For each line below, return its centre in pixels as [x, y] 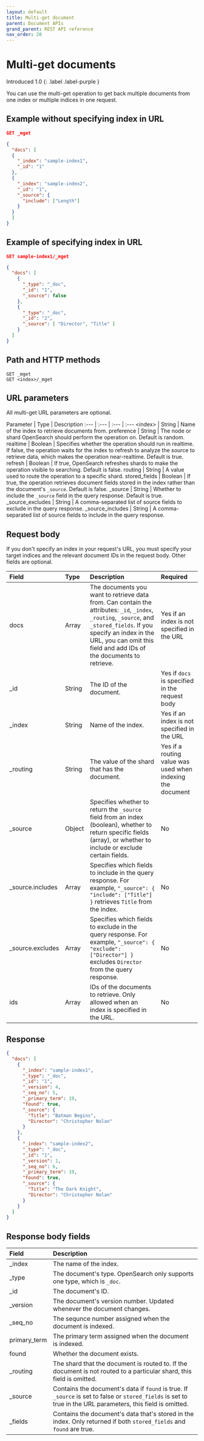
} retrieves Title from [121, 902]
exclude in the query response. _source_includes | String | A [81, 509]
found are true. [73, 1429]
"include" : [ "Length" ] [51, 201]
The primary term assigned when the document [121, 1336]
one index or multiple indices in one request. [62, 100]
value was [175, 762]
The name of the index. [86, 1264]
